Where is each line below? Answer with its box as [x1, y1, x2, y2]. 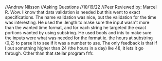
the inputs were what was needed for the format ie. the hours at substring [5, 35, 153, 41]
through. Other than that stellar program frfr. [5, 50, 94, 56]
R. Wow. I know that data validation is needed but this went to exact [5, 9, 140, 15]
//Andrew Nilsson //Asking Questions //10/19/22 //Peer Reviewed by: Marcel [5, 4, 157, 10]
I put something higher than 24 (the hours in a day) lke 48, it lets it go [5, 46, 144, 51]
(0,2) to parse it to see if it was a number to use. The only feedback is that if [5, 40, 157, 46]
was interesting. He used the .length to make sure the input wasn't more [5, 19, 150, 25]
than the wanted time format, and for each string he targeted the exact [5, 25, 146, 30]
